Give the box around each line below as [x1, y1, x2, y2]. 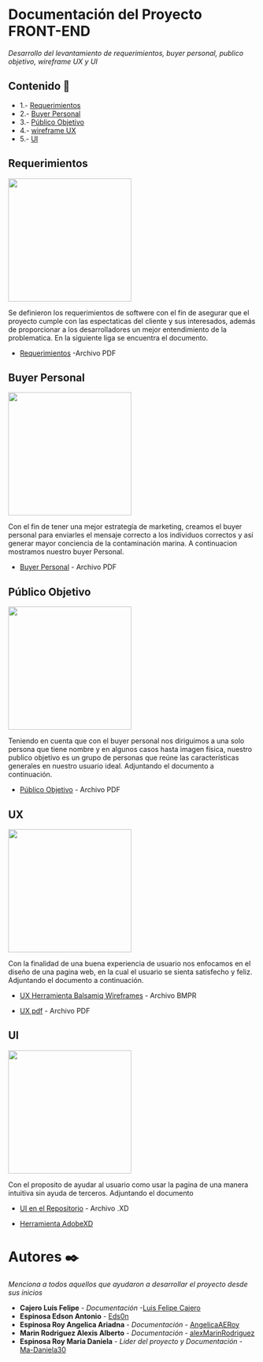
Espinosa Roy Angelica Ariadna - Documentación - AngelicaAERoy [19, 1319, 240, 1329]
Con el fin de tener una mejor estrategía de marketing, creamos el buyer [8, 522, 243, 531]
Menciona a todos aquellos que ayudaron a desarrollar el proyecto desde [8, 1279, 248, 1289]
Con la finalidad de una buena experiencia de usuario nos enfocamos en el [8, 959, 251, 968]
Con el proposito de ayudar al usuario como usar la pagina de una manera [8, 1180, 249, 1189]
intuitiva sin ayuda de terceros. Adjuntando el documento [8, 1188, 194, 1197]
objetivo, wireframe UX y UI [8, 57, 98, 66]
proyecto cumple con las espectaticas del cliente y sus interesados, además [8, 316, 256, 326]
